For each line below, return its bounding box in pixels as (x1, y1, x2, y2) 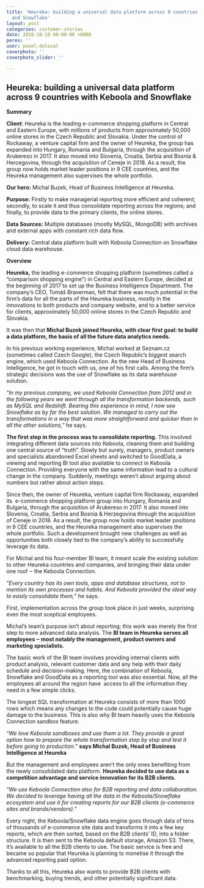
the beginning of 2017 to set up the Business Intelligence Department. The (6, 282, 194, 289)
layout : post (6, 20, 40, 26)
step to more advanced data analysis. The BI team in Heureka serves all (6, 629, 189, 637)
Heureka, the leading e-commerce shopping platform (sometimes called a (6, 269, 194, 276)
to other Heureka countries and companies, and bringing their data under (6, 561, 191, 569)
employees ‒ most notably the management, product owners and (6, 635, 176, 643)
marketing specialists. (6, 642, 64, 649)
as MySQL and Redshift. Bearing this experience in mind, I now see (6, 402, 176, 410)
